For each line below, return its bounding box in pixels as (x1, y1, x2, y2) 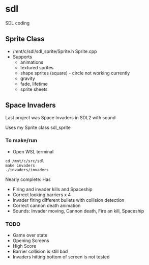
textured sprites (20, 64, 54, 70)
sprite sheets (20, 86, 48, 92)
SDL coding (5, 20, 30, 26)
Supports (12, 54, 32, 60)
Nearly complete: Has (5, 176, 51, 182)
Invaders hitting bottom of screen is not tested (12, 254, 110, 260)
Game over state (12, 232, 48, 238)
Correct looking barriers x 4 (12, 192, 71, 198)
